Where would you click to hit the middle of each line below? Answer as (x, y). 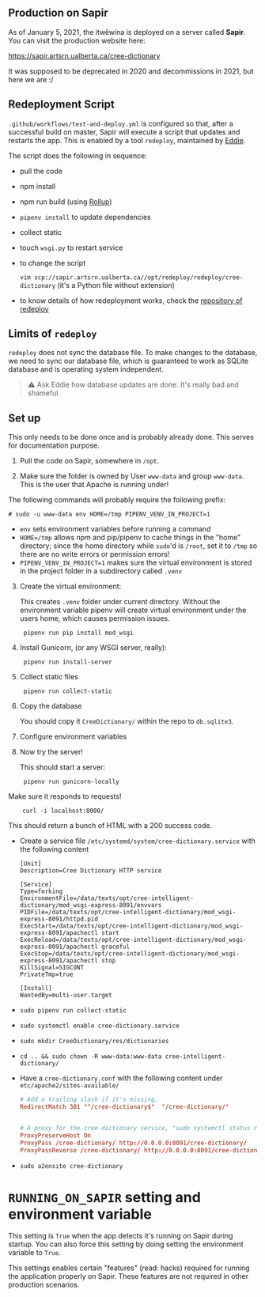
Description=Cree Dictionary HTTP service (91, 871)
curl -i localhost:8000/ (63, 811)
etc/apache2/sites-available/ (70, 1086)
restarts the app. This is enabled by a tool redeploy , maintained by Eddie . (127, 140)
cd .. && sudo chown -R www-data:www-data (91, 1057)
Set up (25, 418)
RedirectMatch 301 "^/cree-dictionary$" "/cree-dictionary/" (124, 1107)
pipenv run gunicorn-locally (72, 782)
